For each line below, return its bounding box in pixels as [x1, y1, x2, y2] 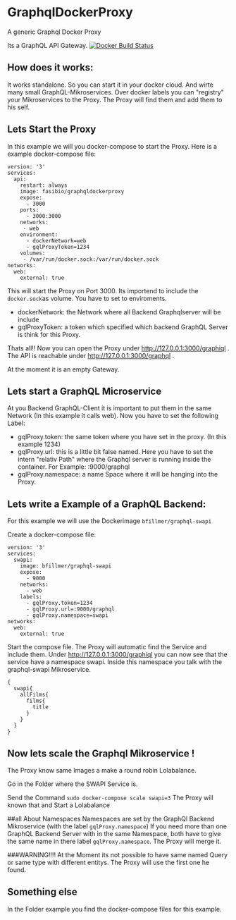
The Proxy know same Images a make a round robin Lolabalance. [7, 766, 197, 774]
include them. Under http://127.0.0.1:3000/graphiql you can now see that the [7, 650, 228, 659]
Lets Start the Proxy [7, 123, 97, 135]
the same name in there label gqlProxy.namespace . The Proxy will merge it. [7, 837, 222, 845]
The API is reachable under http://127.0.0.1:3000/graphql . [7, 351, 175, 360]
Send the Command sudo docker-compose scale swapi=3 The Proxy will [7, 794, 213, 802]
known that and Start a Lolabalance [7, 801, 111, 809]
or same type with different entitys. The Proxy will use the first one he [7, 858, 210, 866]
